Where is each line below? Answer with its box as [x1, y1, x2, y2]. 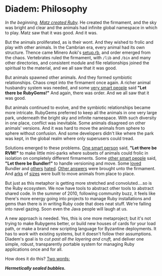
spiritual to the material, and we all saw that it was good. [5, 65, 117, 71]
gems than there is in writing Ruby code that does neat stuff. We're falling [5, 201, 151, 207]
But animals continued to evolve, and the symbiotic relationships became [5, 104, 151, 110]
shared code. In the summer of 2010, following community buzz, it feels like [5, 190, 156, 196]
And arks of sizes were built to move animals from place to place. [5, 171, 135, 176]
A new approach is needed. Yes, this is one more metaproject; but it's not [5, 215, 151, 221]
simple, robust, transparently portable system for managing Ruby [5, 241, 134, 247]
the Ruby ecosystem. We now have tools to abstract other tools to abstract [5, 185, 154, 191]
